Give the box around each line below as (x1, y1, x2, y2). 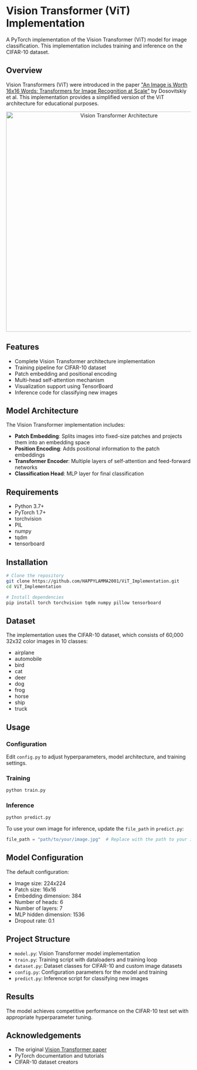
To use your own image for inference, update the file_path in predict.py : (6, 825, 184, 832)
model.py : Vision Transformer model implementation (14, 950, 141, 957)
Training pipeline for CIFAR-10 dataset (14, 364, 107, 371)
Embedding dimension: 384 (14, 892, 81, 899)
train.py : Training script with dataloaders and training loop (14, 956, 158, 963)
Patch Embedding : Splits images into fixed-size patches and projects (14, 433, 182, 440)
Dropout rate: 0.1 (14, 917, 55, 924)
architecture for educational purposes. (6, 100, 99, 107)
